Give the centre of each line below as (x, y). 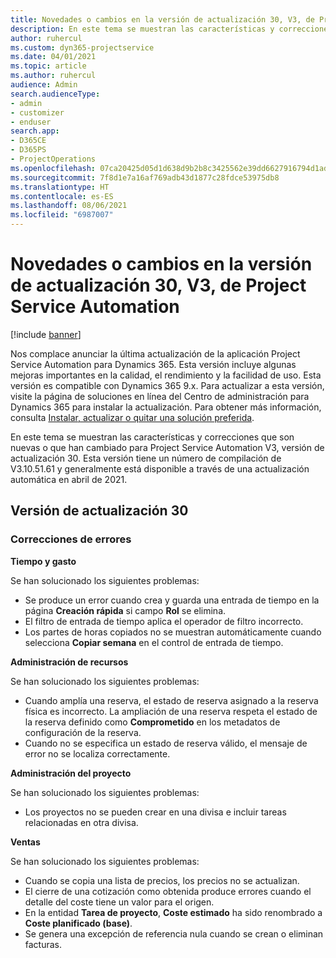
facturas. (43, 944)
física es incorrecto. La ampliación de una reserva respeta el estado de (171, 711)
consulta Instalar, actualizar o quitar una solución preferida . (132, 417)
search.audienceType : (55, 94)
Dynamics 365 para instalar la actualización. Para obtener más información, (166, 407)
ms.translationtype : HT (60, 187)
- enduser (31, 122)
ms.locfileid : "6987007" (62, 215)
